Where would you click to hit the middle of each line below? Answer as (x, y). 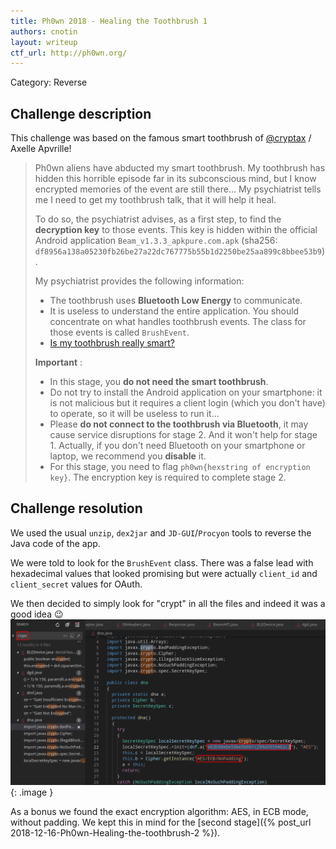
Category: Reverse (49, 82)
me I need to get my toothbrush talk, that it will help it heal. (155, 200)
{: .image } (32, 792)
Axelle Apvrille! (41, 149)
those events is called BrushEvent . (119, 332)
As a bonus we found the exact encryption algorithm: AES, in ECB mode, (159, 811)
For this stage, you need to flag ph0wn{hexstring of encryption (180, 467)
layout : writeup (44, 42)
